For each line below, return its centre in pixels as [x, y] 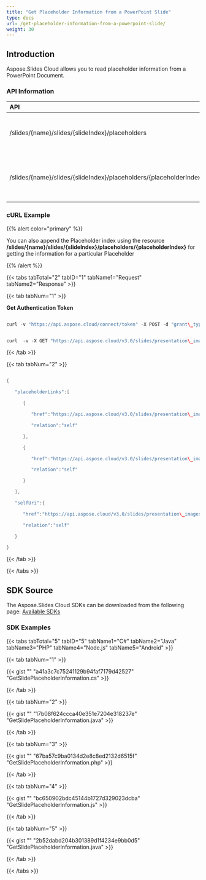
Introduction [31, 54]
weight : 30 [20, 29]
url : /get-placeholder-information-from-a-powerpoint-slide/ [86, 23]
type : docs [20, 18]
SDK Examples [29, 627]
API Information [30, 91]
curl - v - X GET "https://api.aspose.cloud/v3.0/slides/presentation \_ [100, 341]
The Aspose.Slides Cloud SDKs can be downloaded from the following [95, 605]
